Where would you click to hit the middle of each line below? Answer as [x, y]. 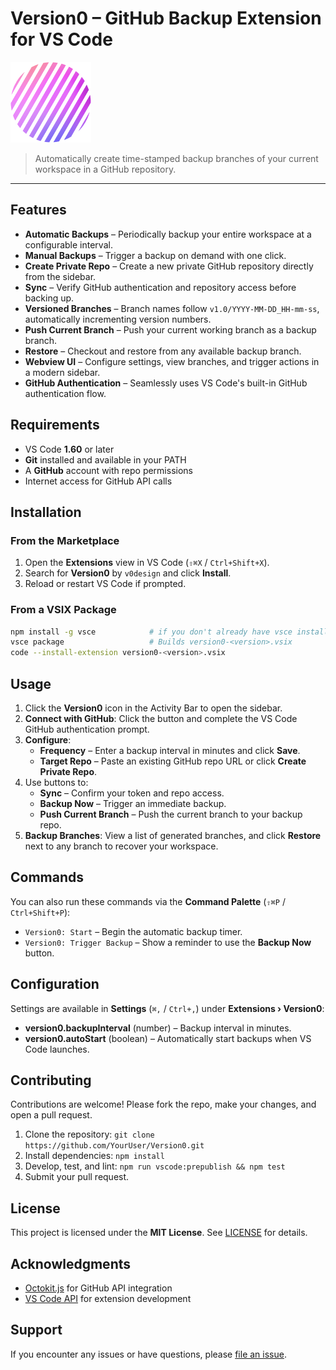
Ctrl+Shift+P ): [40, 912]
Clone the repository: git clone [89, 1134]
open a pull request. [51, 1115]
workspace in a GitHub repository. [105, 169]
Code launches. [57, 1049]
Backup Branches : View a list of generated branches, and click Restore [173, 835]
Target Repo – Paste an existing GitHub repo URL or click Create [173, 761]
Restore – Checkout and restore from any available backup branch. [163, 351]
